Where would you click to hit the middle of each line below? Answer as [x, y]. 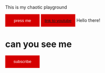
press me [22, 20]
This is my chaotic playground [36, 7]
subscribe [22, 62]
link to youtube [58, 20]
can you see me [38, 44]
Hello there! [88, 20]
